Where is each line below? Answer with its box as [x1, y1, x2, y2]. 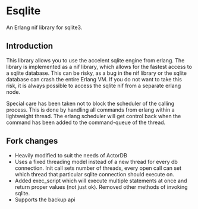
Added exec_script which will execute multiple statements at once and [14, 177, 187, 184]
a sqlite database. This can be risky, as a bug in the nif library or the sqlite [6, 69, 187, 77]
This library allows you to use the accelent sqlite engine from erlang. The [6, 56, 185, 64]
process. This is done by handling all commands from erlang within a [6, 106, 175, 113]
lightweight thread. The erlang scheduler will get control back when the [6, 112, 181, 119]
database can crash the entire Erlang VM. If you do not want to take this [6, 75, 183, 83]
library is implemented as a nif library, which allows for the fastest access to [6, 63, 192, 70]
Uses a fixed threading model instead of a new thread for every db [14, 158, 178, 165]
